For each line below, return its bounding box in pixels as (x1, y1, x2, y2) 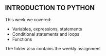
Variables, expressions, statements (12, 26, 83, 32)
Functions (12, 36, 33, 42)
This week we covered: (5, 16, 52, 22)
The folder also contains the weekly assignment (5, 45, 101, 51)
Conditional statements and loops (12, 31, 80, 37)
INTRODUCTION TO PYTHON (5, 4, 95, 12)
